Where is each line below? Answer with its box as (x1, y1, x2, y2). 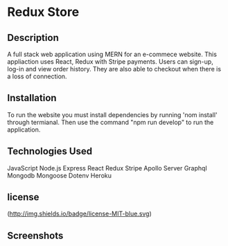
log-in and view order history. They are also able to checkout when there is (7, 65, 222, 73)
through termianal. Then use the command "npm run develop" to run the (7, 118, 214, 126)
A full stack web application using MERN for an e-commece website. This (7, 50, 217, 58)
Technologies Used (7, 146, 92, 157)
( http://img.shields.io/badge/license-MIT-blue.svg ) (7, 209, 152, 218)
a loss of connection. (7, 72, 67, 80)
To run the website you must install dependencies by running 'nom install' (7, 110, 218, 118)
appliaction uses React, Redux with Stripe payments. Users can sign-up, (7, 58, 213, 66)
